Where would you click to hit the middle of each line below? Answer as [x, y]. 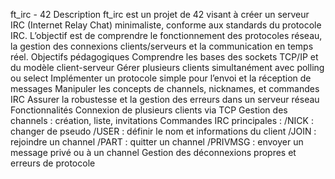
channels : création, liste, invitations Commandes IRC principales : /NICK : [162, 120]
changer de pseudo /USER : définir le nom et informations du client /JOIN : [163, 131]
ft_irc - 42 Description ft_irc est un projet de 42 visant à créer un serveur [160, 14]
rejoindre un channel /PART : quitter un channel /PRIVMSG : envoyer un [157, 142]
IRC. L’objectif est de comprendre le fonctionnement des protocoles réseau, [166, 35]
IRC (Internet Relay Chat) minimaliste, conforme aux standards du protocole [166, 25]
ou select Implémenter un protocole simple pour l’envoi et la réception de [161, 78]
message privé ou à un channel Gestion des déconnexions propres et [153, 152]
